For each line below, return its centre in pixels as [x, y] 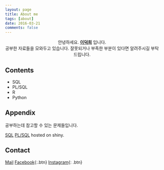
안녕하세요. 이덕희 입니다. [82, 42]
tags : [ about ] [20, 19]
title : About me [21, 14]
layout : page [18, 10]
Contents [20, 70]
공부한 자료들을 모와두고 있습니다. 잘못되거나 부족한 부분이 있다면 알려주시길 [77, 48]
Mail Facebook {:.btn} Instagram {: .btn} [44, 162]
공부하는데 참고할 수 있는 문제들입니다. [41, 125]
